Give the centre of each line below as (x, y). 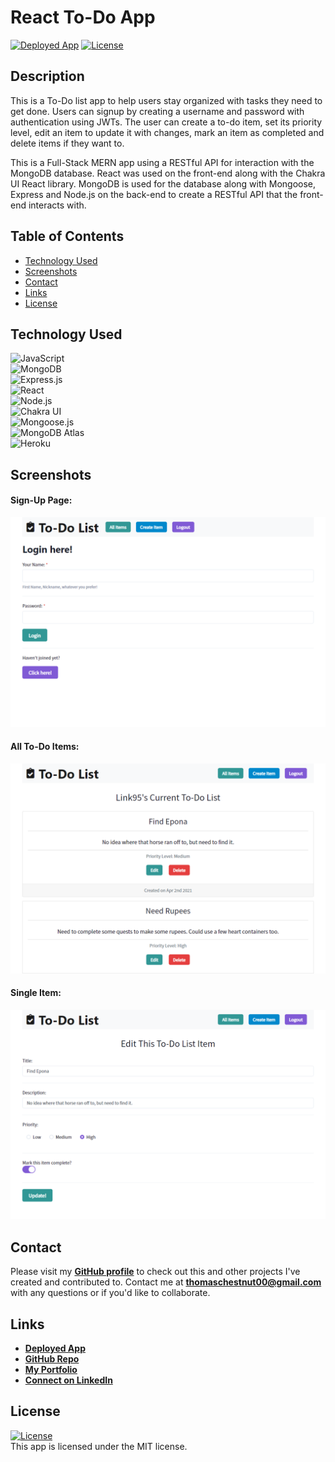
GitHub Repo (52, 1359)
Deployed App (55, 1348)
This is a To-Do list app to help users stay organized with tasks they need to (166, 100)
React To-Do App (83, 17)
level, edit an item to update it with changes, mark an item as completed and (167, 132)
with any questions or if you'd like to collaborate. (110, 1293)
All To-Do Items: (45, 747)
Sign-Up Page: (41, 500)
